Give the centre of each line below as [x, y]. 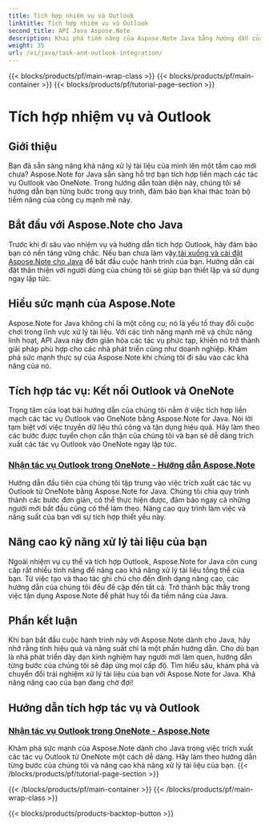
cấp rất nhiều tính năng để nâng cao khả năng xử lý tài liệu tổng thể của [126, 570]
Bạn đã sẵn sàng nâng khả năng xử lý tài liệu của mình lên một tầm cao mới [132, 166]
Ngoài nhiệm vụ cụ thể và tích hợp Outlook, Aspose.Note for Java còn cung [133, 561]
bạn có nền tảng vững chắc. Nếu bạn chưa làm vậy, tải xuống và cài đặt [126, 253]
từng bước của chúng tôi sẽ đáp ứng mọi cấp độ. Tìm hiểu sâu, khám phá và [134, 665]
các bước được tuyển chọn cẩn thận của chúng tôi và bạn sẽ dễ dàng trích [131, 436]
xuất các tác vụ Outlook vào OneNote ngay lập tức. [93, 444]
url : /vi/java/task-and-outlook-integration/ [85, 53]
